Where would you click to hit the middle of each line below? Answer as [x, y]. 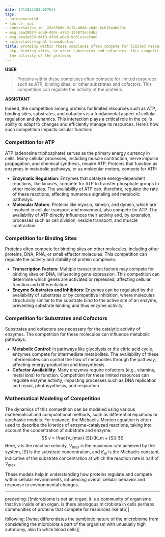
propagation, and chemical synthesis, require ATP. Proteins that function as [81, 164]
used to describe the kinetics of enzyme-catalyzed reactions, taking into [78, 425]
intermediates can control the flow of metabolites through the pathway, [84, 360]
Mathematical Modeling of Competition [53, 399]
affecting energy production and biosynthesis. [59, 365]
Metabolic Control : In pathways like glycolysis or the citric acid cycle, [83, 349]
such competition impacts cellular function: [49, 130]
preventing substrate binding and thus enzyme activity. [68, 305]
